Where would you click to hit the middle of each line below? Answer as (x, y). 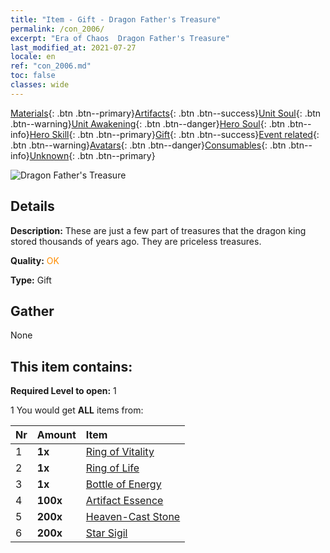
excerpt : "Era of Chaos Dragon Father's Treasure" (120, 38)
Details (32, 206)
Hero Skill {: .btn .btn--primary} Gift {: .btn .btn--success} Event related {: (174, 134)
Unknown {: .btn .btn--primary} (92, 155)
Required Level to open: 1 (63, 391)
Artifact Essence (124, 501)
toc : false (33, 76)
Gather (32, 311)
